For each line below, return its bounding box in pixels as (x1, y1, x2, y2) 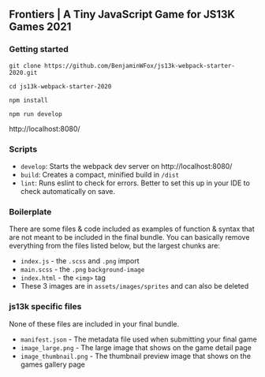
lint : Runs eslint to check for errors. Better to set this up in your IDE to (20, 178, 251, 188)
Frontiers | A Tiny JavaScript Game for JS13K (9, 8, 236, 21)
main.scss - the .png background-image (20, 265, 145, 274)
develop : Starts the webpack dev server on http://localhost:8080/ (20, 161, 233, 170)
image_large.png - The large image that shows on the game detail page (20, 342, 252, 352)
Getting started (9, 44, 69, 55)
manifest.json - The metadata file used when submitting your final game (20, 334, 257, 344)
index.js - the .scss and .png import (20, 256, 140, 266)
